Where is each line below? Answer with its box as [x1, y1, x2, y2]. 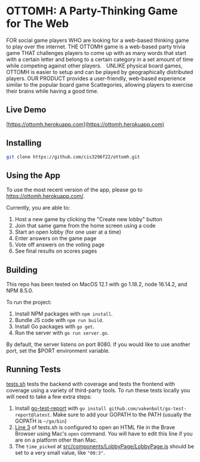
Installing [6, 138, 42, 148]
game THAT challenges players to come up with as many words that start [6, 49, 186, 56]
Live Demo [6, 105, 47, 115]
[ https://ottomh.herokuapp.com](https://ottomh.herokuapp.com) [6, 121, 165, 128]
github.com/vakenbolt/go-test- [109, 405, 187, 412]
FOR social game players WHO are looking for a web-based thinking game [6, 36, 189, 44]
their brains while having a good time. [6, 87, 99, 94]
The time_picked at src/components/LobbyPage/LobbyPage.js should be [14, 442, 195, 449]
